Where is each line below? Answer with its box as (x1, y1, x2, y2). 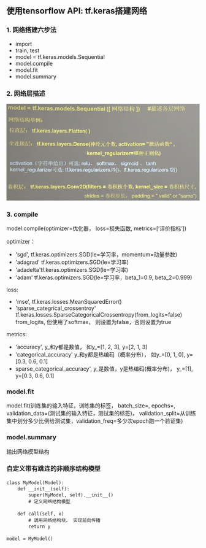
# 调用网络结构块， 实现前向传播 (28, 517, 101, 523)
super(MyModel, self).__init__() (28, 492, 114, 498)
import (15, 40, 32, 47)
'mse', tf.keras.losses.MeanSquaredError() (15, 298, 122, 305)
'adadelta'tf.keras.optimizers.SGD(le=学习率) (15, 266, 129, 273)
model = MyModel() (6, 536, 53, 542)
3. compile (6, 210, 39, 218)
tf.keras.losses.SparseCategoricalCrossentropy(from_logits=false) (15, 311, 183, 318)
